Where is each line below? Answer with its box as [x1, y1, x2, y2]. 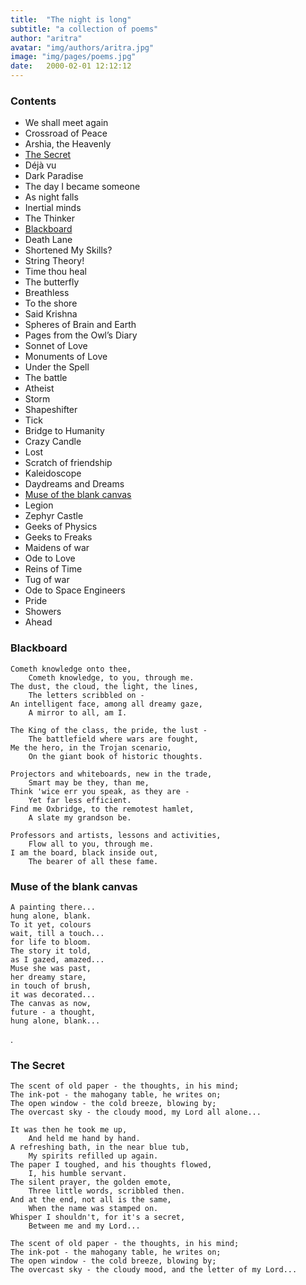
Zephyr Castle [24, 510, 84, 522]
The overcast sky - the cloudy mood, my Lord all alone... [10, 1107, 262, 1118]
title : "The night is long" [10, 14, 132, 25]
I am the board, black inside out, [10, 847, 159, 858]
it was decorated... [10, 989, 97, 1000]
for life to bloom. [10, 937, 92, 947]
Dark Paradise [24, 170, 84, 182]
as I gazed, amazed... [10, 954, 105, 965]
